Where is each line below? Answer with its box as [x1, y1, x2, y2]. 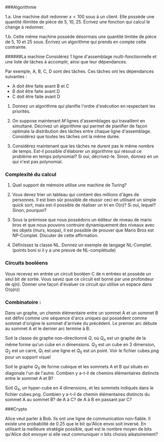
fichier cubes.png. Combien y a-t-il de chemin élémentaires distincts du [5, 391, 150, 397]
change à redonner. [5, 24, 45, 30]
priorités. [12, 108, 31, 114]
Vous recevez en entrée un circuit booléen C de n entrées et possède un [5, 270, 151, 277]
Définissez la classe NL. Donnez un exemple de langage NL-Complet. [12, 242, 152, 248]
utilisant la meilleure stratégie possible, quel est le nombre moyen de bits [5, 426, 152, 432]
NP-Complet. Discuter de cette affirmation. [12, 233, 99, 238]
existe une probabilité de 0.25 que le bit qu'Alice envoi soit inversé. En [5, 420, 146, 427]
